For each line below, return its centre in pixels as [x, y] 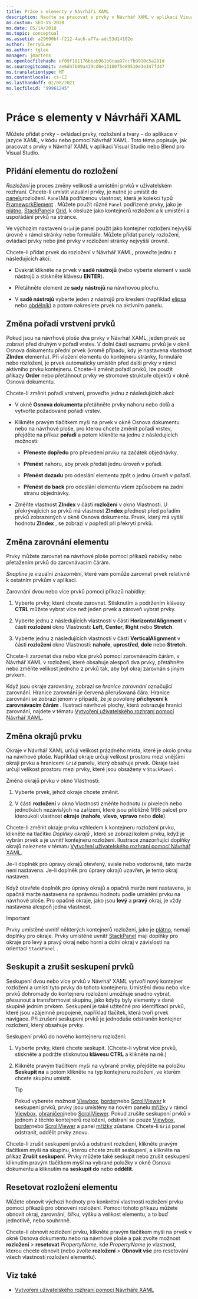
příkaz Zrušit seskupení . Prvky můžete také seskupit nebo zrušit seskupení [98, 1156]
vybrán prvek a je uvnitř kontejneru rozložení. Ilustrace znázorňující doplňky [98, 840]
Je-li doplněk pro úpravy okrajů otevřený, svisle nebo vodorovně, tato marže [99, 864]
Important [18, 919]
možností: [27, 441]
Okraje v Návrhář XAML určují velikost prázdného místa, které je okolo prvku [99, 750]
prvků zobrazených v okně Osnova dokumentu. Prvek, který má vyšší [99, 517]
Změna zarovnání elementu [57, 542]
